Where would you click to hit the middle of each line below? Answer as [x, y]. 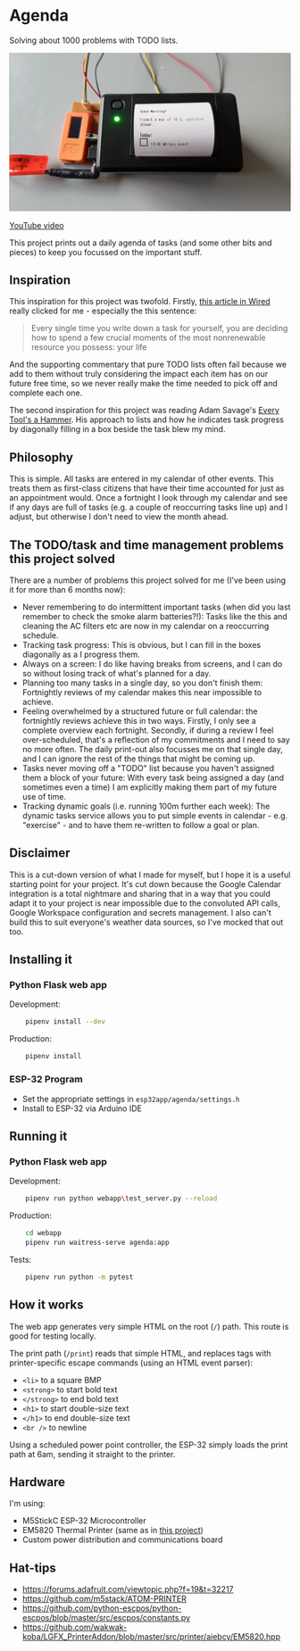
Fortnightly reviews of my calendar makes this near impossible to [142, 692]
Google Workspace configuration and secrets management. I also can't [140, 912]
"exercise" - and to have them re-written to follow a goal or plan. [141, 825]
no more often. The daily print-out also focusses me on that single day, [152, 749]
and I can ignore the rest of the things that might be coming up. [138, 759]
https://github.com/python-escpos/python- [102, 1608]
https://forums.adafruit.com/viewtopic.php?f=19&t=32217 [128, 1589]
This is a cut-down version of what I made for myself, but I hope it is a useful [150, 875]
